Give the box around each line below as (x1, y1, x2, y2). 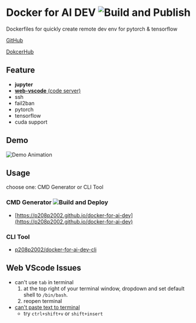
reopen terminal (23, 297, 62, 304)
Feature (6, 65, 35, 75)
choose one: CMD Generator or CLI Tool (6, 184, 104, 191)
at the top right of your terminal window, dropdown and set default (23, 285, 185, 292)
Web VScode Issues (6, 263, 81, 273)
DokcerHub (6, 48, 34, 55)
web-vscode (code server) (14, 87, 81, 94)
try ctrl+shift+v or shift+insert (23, 309, 103, 317)
